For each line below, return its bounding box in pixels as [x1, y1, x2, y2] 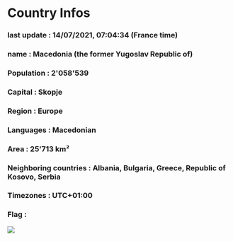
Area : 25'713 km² [7, 143, 70, 153]
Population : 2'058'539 [7, 68, 89, 78]
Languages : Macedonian [7, 125, 97, 135]
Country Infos [7, 5, 91, 21]
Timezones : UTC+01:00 [7, 191, 93, 201]
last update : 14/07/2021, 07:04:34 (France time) [7, 30, 178, 40]
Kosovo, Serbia [7, 172, 62, 182]
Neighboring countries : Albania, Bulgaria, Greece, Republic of [7, 163, 226, 172]
